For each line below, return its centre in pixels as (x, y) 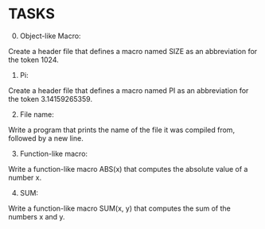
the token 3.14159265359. (51, 99)
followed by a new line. (46, 138)
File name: (37, 114)
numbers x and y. (37, 216)
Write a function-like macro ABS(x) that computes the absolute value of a (128, 169)
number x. (25, 177)
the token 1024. (33, 60)
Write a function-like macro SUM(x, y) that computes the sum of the (119, 208)
